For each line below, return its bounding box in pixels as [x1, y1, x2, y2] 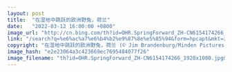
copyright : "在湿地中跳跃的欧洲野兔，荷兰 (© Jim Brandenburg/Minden [7, 42, 197, 49]
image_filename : [7, 55, 54, 62]
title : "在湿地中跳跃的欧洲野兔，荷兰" [7, 16, 110, 23]
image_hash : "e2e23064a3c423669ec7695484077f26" [7, 49, 150, 56]
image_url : [7, 29, 39, 36]
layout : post [7, 10, 45, 17]
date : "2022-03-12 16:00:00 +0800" [7, 23, 116, 29]
